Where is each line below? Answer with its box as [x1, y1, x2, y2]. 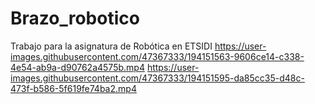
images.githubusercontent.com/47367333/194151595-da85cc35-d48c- [10, 72, 305, 84]
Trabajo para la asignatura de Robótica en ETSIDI [10, 40, 213, 52]
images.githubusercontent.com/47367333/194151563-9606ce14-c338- [10, 50, 305, 62]
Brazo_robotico [10, 7, 140, 30]
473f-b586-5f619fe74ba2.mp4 [10, 82, 137, 94]
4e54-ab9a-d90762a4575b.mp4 [10, 61, 145, 73]
